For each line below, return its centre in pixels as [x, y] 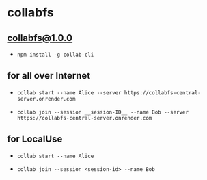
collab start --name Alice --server [69, 93]
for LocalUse [35, 139]
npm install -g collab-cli [55, 55]
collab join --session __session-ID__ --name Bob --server [103, 112]
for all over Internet [49, 76]
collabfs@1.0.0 [40, 38]
